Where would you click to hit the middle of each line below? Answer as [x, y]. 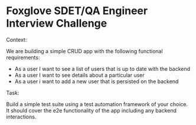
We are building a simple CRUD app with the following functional [85, 51]
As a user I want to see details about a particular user [79, 75]
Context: [17, 40]
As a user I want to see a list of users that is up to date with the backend [102, 68]
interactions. [21, 117]
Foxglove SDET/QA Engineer [77, 11]
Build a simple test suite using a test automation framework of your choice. [97, 104]
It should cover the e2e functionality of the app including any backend [92, 110]
